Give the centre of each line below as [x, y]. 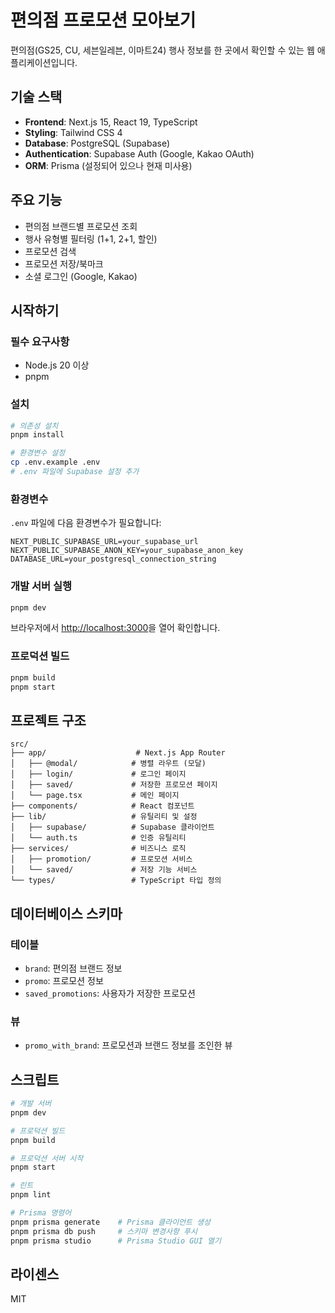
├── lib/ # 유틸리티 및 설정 [104, 817]
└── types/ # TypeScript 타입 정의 [116, 881]
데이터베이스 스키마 [66, 913]
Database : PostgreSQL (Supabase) [97, 143]
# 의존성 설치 [34, 426]
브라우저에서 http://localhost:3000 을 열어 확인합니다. [115, 628]
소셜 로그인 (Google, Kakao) [81, 276]
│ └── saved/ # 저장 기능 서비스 [104, 870]
